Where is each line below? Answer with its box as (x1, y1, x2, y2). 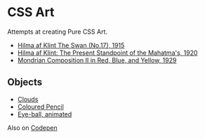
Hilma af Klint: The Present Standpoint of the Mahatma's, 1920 (17, 48, 198, 57)
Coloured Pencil (17, 102, 65, 111)
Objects (7, 77, 43, 88)
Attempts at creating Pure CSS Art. (7, 27, 107, 36)
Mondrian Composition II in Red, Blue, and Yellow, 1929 (17, 55, 177, 64)
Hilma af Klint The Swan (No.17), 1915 (17, 41, 125, 49)
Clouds (17, 95, 39, 103)
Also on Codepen (7, 124, 58, 132)
